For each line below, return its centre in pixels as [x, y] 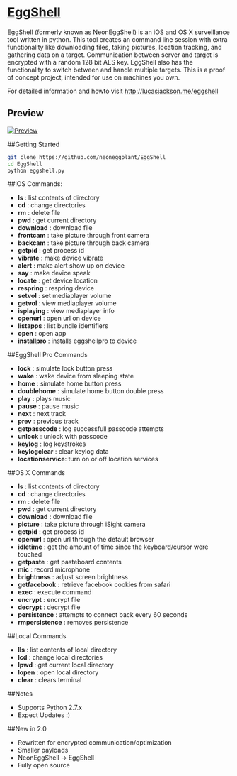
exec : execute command [54, 592]
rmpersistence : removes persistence [73, 623]
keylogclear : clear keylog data [63, 452]
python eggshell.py [36, 170]
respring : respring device [56, 288]
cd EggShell [25, 164]
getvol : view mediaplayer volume [67, 303]
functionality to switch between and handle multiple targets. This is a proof [116, 70]
